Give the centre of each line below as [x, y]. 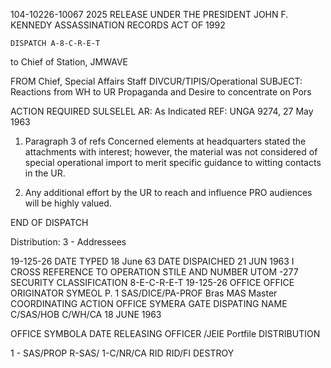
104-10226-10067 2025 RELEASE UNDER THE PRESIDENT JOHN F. [149, 14]
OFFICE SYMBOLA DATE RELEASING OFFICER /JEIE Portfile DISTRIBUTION [165, 333]
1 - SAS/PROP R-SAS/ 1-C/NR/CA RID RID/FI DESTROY [122, 353]
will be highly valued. [68, 203]
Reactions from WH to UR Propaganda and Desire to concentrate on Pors [161, 92]
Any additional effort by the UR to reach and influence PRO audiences [168, 192]
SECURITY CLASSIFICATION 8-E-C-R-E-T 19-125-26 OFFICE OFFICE [152, 282]
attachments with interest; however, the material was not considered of [171, 152]
